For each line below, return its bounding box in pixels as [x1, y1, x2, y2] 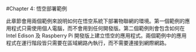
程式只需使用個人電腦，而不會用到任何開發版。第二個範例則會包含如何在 [10, 25, 185, 32]
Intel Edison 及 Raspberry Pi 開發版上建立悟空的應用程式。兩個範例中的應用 [6, 32, 187, 39]
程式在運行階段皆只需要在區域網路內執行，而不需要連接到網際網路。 [6, 40, 170, 46]
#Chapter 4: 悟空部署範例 [6, 5, 67, 12]
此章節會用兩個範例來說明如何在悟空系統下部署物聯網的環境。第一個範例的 [6, 18, 185, 25]
